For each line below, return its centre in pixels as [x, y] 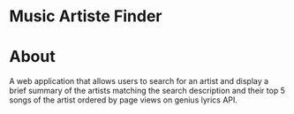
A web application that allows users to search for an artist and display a [139, 81]
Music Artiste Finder [86, 16]
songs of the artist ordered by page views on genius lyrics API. [124, 100]
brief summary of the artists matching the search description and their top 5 [147, 91]
